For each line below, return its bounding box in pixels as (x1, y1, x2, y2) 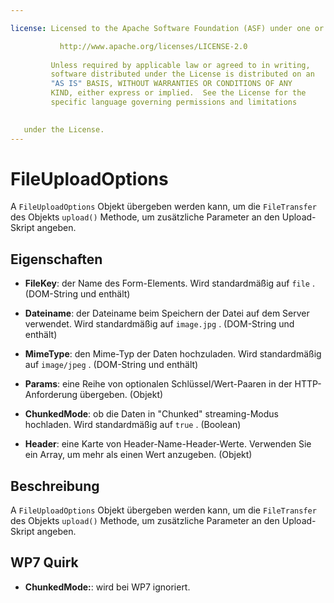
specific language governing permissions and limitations (50, 97, 298, 107)
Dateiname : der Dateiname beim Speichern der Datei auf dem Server (24, 307, 310, 320)
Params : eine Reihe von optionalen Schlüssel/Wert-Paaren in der (24, 378, 293, 390)
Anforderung (24, 389, 78, 401)
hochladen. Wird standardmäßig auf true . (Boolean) (24, 419, 242, 431)
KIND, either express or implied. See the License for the (50, 88, 307, 98)
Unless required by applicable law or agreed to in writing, (50, 60, 311, 70)
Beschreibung (10, 477, 100, 495)
